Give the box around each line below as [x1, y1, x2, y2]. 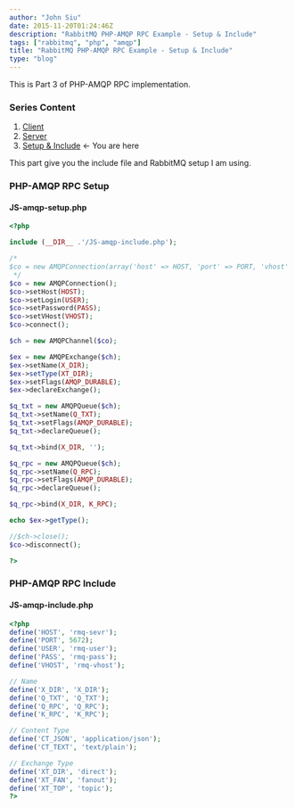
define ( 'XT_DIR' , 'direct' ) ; [9, 767, 118, 776]
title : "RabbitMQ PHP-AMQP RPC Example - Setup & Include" [9, 46, 234, 55]
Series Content [9, 101, 76, 113]
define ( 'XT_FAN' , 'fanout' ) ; [9, 775, 118, 785]
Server [21, 131, 47, 142]
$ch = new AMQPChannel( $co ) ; [9, 336, 118, 346]
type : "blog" [9, 54, 58, 63]
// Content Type [9, 726, 70, 736]
